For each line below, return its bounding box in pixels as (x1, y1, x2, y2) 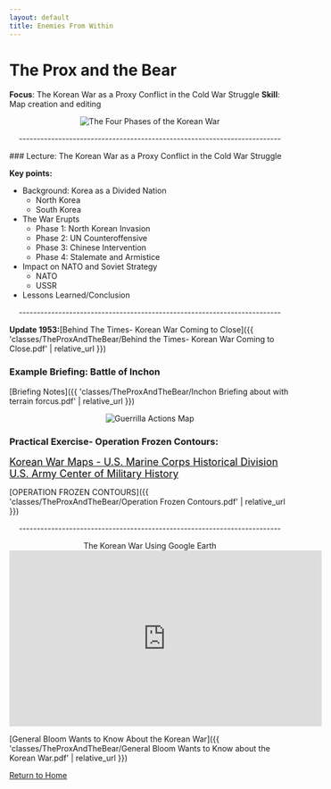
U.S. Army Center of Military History (9, 467, 179, 481)
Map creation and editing (9, 99, 102, 110)
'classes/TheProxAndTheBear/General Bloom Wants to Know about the (9, 743, 270, 754)
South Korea (35, 205, 82, 215)
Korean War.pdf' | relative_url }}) (9, 752, 128, 764)
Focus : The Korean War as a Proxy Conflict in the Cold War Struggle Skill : (9, 89, 280, 100)
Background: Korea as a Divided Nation (21, 185, 167, 197)
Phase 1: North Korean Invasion (35, 223, 151, 234)
